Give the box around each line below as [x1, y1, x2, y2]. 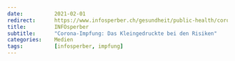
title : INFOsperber [7, 23, 90, 30]
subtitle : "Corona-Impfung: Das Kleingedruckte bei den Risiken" [7, 29, 218, 37]
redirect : [7, 17, 36, 24]
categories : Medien [7, 36, 73, 43]
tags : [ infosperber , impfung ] [7, 43, 124, 50]
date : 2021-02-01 [7, 10, 86, 18]
